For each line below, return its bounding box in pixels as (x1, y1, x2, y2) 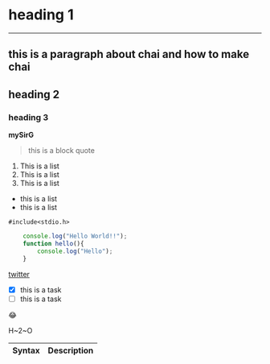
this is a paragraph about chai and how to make (8, 48, 250, 61)
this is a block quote (27, 146, 95, 155)
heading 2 (8, 87, 60, 101)
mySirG (8, 130, 35, 140)
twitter (8, 269, 31, 279)
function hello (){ (22, 239, 84, 247)
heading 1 (8, 6, 74, 24)
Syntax (12, 345, 40, 356)
